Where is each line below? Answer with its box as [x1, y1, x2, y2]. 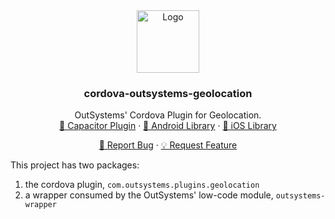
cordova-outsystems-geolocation [83, 86, 253, 100]
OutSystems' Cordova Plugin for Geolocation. [74, 109, 262, 121]
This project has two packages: [10, 159, 140, 171]
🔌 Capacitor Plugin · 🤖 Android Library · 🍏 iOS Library [59, 120, 277, 132]
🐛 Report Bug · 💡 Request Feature [98, 139, 238, 151]
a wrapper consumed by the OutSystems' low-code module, [24, 189, 274, 201]
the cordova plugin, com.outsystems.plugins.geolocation [24, 179, 260, 191]
